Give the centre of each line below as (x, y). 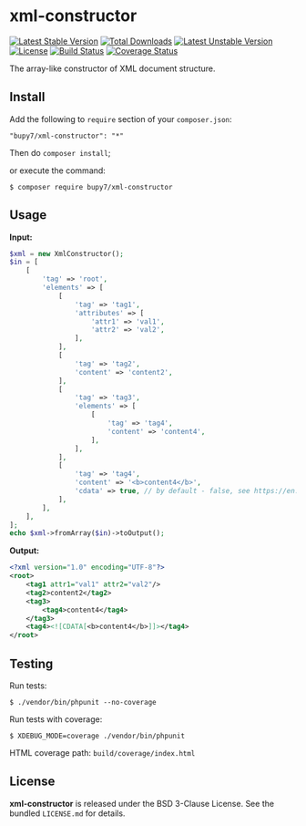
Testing (31, 663)
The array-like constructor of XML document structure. (112, 68)
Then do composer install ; (60, 152)
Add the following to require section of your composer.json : (121, 119)
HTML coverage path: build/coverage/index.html (102, 753)
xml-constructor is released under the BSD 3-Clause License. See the (142, 803)
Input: (21, 237)
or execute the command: (58, 170)
